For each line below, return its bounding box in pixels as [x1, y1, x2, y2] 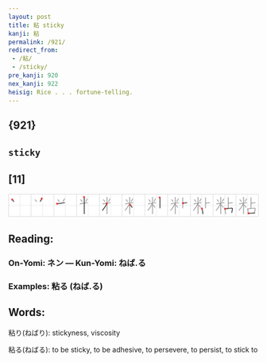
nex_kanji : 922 [8, 79, 59, 87]
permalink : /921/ [8, 38, 66, 46]
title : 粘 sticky [8, 21, 65, 29]
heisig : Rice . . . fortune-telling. [8, 88, 133, 96]
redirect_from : [8, 46, 59, 55]
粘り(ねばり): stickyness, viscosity [8, 328, 121, 337]
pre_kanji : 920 [8, 71, 59, 79]
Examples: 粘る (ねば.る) [8, 281, 103, 292]
